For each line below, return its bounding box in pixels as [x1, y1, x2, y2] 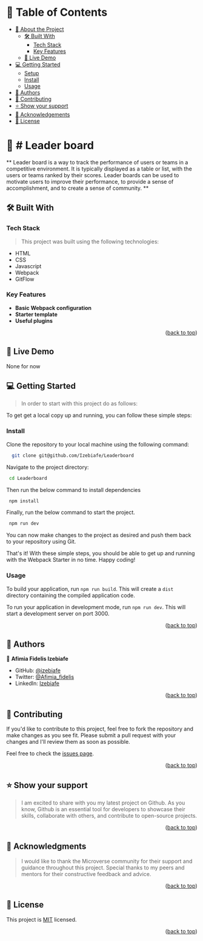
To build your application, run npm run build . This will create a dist [6, 585, 174, 592]
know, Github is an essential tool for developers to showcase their [21, 806, 186, 813]
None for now [6, 362, 41, 369]
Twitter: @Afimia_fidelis [15, 673, 75, 681]
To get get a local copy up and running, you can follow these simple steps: [6, 412, 192, 419]
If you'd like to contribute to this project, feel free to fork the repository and [6, 725, 194, 733]
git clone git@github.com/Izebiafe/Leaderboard [12, 452, 135, 459]
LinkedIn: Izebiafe [15, 680, 59, 687]
